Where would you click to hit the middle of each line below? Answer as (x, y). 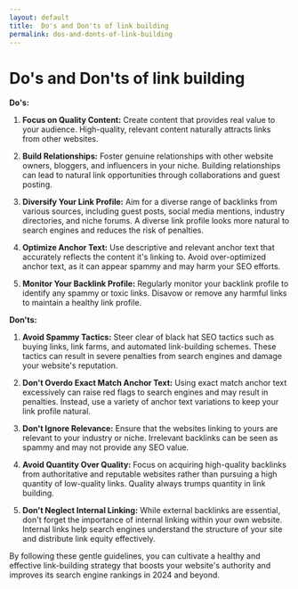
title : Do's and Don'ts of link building (89, 26)
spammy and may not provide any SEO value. (105, 447)
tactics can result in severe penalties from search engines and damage (152, 356)
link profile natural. (56, 412)
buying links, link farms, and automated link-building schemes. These (149, 347)
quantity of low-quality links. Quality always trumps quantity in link (144, 484)
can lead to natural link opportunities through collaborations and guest (151, 176)
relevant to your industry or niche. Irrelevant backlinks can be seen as (150, 438)
